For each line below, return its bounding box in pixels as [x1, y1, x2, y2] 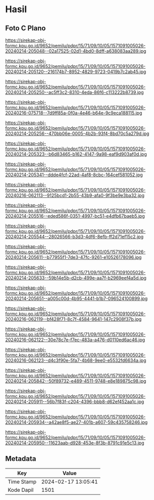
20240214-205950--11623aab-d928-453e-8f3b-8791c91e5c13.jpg [5, 440, 144, 446]
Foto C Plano [5, 24, 46, 32]
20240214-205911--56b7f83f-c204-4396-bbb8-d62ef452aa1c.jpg [5, 398, 144, 405]
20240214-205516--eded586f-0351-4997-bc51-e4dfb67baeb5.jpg [5, 213, 145, 219]
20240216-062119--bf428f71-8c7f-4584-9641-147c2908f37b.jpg [5, 316, 142, 322]
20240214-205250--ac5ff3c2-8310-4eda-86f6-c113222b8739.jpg [5, 89, 144, 95]
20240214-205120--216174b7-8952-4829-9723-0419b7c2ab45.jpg [5, 69, 146, 75]
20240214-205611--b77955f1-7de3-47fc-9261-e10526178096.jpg [5, 254, 142, 260]
